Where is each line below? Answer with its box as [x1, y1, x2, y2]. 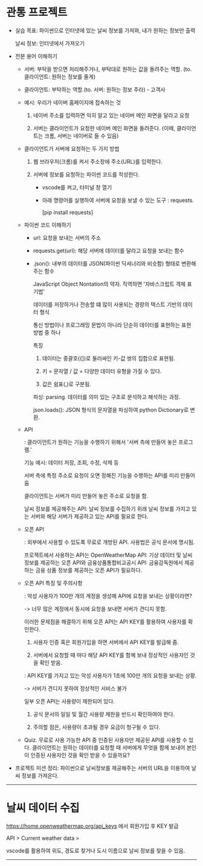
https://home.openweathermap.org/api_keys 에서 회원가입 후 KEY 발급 [6, 822, 179, 830]
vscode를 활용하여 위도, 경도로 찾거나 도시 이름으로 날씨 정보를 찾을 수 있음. [6, 847, 185, 854]
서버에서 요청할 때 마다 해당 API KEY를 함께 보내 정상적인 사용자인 [33, 651, 189, 659]
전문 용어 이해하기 [14, 52, 57, 59]
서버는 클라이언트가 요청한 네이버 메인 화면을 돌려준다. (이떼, [33, 124, 176, 132]
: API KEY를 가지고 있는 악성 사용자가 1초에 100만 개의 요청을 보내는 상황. [24, 671, 197, 679]
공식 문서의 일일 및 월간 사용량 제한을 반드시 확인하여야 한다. [33, 710, 175, 717]
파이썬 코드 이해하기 [24, 221, 71, 228]
